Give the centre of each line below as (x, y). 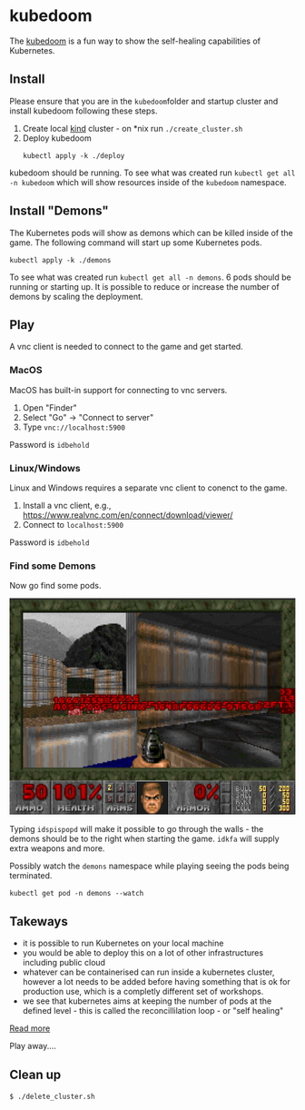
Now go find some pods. (55, 586)
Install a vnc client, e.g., (67, 505)
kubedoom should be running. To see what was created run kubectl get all (152, 173)
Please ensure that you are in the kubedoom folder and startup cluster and (144, 101)
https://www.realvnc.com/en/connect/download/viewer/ (128, 515)
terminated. (31, 876)
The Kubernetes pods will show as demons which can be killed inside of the (151, 233)
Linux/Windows (45, 468)
